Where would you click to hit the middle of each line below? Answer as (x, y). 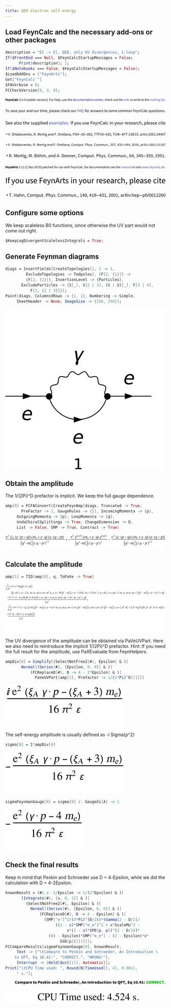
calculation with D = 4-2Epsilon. (39, 883)
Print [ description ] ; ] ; (44, 63)
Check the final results (42, 865)
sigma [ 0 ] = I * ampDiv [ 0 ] (31, 745)
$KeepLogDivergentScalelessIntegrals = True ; (54, 241)
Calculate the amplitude (44, 564)
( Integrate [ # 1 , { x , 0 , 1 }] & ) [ (55, 898)
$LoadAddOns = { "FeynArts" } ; (36, 74)
